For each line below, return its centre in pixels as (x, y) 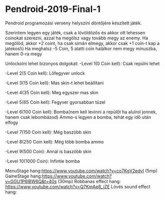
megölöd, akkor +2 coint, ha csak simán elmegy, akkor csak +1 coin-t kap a (82, 43)
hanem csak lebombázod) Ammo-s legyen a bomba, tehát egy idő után (78, 117)
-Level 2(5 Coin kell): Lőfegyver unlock (45, 73)
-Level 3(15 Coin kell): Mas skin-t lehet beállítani (54, 83)
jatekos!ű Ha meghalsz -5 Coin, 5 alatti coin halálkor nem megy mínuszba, (81, 48)
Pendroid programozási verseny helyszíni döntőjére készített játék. (74, 23)
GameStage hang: (24, 176)
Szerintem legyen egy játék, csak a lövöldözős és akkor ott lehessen (75, 32)
